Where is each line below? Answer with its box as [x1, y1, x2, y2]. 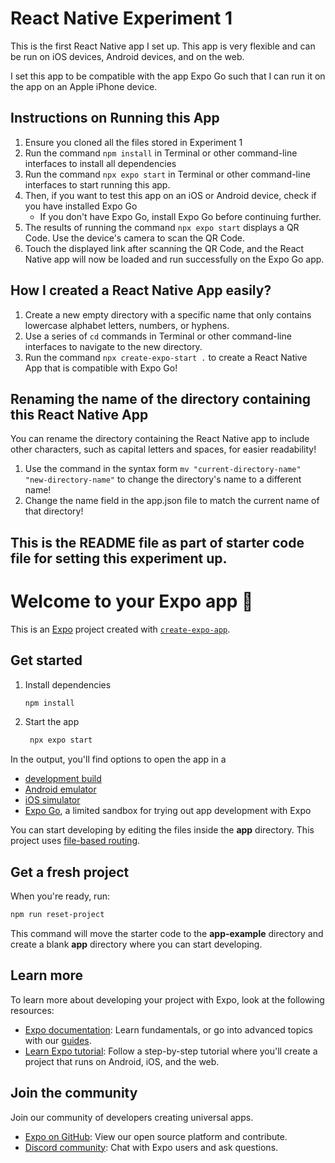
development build [24, 773, 102, 785]
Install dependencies [24, 678, 112, 691]
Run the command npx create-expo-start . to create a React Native [24, 351, 308, 363]
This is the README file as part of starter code [10, 534, 305, 551]
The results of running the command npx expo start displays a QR [24, 221, 300, 233]
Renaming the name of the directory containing [10, 390, 311, 407]
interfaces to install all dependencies [24, 157, 177, 169]
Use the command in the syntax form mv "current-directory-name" [24, 463, 302, 475]
